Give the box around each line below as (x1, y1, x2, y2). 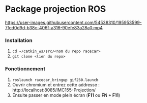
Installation (5, 37, 33, 43)
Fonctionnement (5, 65, 46, 72)
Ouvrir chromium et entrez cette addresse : (12, 82, 100, 87)
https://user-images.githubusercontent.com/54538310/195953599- (5, 20, 142, 25)
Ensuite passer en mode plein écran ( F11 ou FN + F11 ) (12, 92, 120, 98)
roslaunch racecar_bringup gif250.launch (12, 77, 98, 82)
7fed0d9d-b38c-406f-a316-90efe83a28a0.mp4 (5, 24, 103, 30)
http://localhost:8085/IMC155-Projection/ (12, 87, 96, 93)
